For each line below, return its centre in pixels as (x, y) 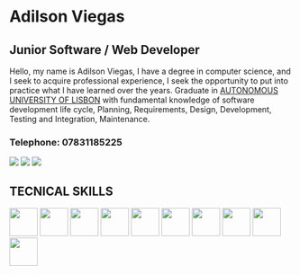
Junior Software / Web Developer (105, 50)
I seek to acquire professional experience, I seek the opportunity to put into (149, 81)
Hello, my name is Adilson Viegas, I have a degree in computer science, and (150, 71)
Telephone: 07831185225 (66, 142)
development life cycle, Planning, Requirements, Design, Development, (141, 109)
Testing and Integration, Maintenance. (80, 119)
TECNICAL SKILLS (61, 191)
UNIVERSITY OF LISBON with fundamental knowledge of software (132, 100)
